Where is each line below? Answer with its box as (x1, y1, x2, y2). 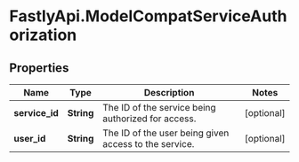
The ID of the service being (101, 102, 216, 113)
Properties (9, 60, 69, 75)
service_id (13, 107, 60, 119)
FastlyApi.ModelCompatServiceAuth (9, 6, 287, 27)
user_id (13, 133, 46, 144)
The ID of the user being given (101, 127, 230, 139)
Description (143, 87, 195, 98)
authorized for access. (101, 112, 197, 125)
